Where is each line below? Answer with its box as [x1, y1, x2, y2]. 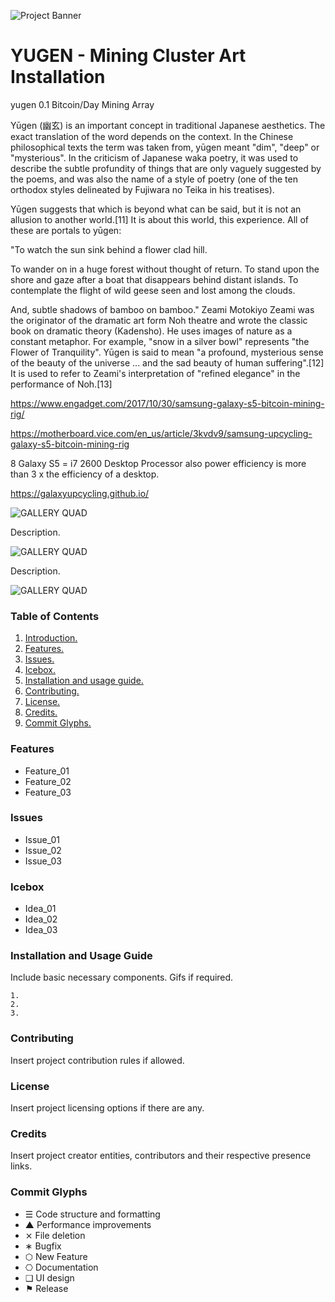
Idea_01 [24, 903, 57, 915]
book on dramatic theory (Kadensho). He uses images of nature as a [10, 325, 293, 337]
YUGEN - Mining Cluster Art [10, 45, 247, 67]
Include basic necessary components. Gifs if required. [10, 971, 234, 984]
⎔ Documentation [24, 1261, 99, 1273]
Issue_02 [24, 844, 62, 856]
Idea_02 [24, 913, 58, 925]
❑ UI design [24, 1271, 75, 1284]
